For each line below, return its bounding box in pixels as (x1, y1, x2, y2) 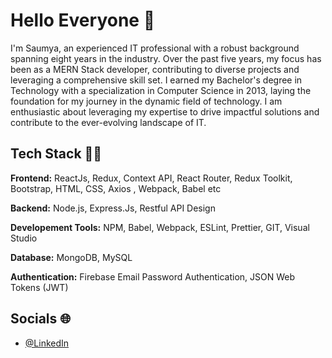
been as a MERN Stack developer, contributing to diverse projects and (10, 63, 300, 75)
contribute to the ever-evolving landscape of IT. (10, 116, 207, 128)
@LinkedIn (24, 337, 70, 349)
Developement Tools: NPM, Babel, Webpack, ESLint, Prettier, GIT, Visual (10, 221, 310, 233)
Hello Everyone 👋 (10, 9, 156, 32)
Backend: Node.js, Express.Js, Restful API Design (10, 202, 216, 214)
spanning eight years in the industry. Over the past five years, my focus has (10, 52, 322, 64)
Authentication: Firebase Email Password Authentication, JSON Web (10, 270, 296, 283)
